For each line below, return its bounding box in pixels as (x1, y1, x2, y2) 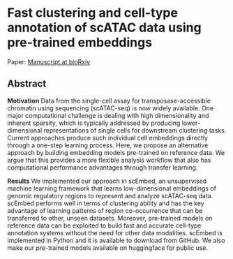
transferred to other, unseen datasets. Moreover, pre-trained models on (7, 214, 213, 222)
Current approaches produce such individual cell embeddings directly (7, 133, 208, 142)
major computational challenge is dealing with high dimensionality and (7, 111, 209, 119)
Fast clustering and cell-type (7, 5, 178, 21)
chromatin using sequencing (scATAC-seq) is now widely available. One (7, 103, 214, 112)
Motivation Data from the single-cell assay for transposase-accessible (7, 96, 211, 105)
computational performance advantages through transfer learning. (7, 163, 198, 172)
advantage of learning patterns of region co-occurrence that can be (7, 206, 203, 214)
